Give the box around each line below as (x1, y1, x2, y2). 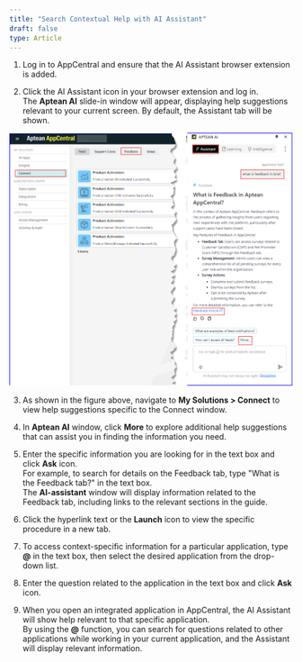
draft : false (9, 23, 58, 33)
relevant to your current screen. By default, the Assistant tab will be (22, 105, 272, 116)
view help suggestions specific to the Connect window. (22, 404, 227, 414)
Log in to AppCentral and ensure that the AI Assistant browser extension (22, 59, 290, 70)
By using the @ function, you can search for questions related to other (22, 623, 284, 634)
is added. (22, 68, 58, 80)
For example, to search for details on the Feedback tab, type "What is (22, 467, 280, 478)
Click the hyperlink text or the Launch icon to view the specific (22, 513, 255, 524)
